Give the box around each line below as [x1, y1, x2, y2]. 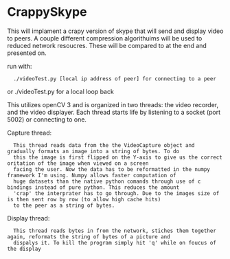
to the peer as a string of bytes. [13, 202, 115, 209]
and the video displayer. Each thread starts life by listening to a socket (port [7, 108, 221, 116]
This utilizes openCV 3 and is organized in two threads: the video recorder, [7, 100, 218, 109]
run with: [7, 62, 32, 70]
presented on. [7, 49, 47, 57]
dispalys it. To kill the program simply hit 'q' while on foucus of [13, 239, 216, 246]
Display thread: [7, 214, 50, 222]
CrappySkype [7, 4, 87, 20]
